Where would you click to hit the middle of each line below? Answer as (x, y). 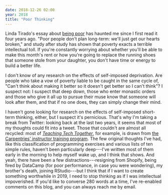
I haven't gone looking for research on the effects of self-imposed (73, 112)
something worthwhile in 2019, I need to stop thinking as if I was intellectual (83, 176)
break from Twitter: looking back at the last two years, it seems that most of (83, 123)
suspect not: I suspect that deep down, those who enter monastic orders (80, 92)
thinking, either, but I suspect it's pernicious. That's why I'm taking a (86, 117)
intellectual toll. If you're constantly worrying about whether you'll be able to (84, 50)
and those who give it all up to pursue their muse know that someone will (81, 97)
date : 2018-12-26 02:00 (30, 10)
